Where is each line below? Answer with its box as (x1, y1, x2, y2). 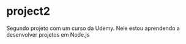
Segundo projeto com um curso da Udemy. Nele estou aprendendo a (6, 24, 180, 32)
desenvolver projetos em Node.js (6, 31, 90, 38)
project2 (6, 4, 51, 18)
